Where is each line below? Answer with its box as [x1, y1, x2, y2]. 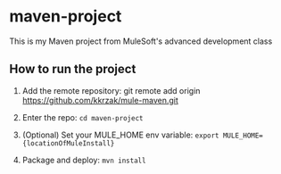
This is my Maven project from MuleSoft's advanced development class [9, 36, 273, 46]
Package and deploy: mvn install [21, 154, 146, 165]
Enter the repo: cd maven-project [21, 112, 144, 122]
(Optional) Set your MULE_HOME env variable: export [21, 129, 220, 140]
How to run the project [9, 62, 136, 77]
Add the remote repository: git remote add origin [21, 85, 201, 95]
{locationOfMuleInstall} [21, 138, 115, 148]
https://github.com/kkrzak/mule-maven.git [21, 95, 178, 105]
